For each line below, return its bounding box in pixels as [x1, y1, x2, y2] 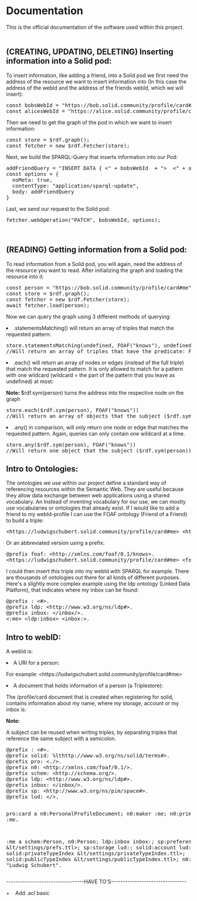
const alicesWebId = [6, 108, 66, 114]
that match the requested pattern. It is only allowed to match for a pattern [6, 365, 184, 372]
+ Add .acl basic [6, 890, 50, 897]
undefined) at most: [6, 378, 54, 385]
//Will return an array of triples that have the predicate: [6, 348, 186, 354]
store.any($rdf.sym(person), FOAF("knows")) [6, 441, 137, 448]
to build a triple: [6, 517, 44, 524]
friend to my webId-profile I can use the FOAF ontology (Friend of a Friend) [6, 511, 188, 518]
